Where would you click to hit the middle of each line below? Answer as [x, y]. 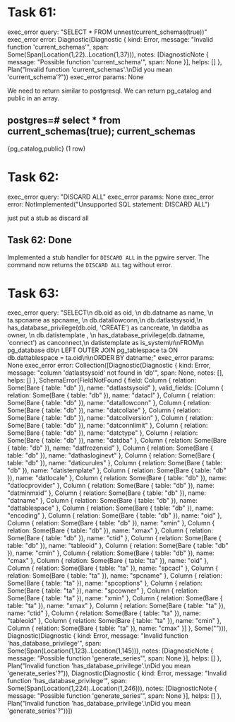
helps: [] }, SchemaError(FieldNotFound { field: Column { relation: [102, 380]
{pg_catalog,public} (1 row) [47, 149]
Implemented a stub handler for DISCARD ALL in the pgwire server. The [108, 257]
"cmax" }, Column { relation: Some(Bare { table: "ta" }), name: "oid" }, [108, 561]
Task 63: [34, 293]
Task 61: [32, 12]
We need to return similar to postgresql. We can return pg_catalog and [109, 91]
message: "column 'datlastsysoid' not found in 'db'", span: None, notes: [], [115, 373]
